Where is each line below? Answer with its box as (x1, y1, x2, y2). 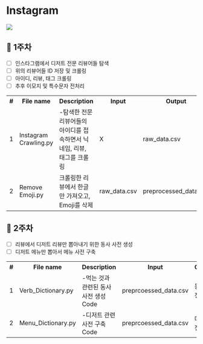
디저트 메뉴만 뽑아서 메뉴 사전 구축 (14, 248, 96, 255)
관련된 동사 (82, 282, 112, 291)
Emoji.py (19, 191, 44, 199)
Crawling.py (19, 138, 53, 147)
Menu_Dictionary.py (19, 319, 77, 327)
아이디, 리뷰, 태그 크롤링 (14, 74, 72, 82)
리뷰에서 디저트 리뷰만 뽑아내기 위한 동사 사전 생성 (14, 240, 133, 248)
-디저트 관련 (82, 311, 116, 319)
